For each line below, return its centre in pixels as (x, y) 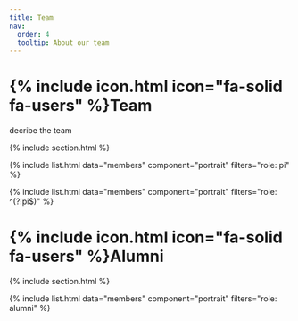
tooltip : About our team (63, 42)
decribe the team (41, 131)
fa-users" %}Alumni (87, 257)
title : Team (31, 17)
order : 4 (33, 34)
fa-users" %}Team (81, 106)
